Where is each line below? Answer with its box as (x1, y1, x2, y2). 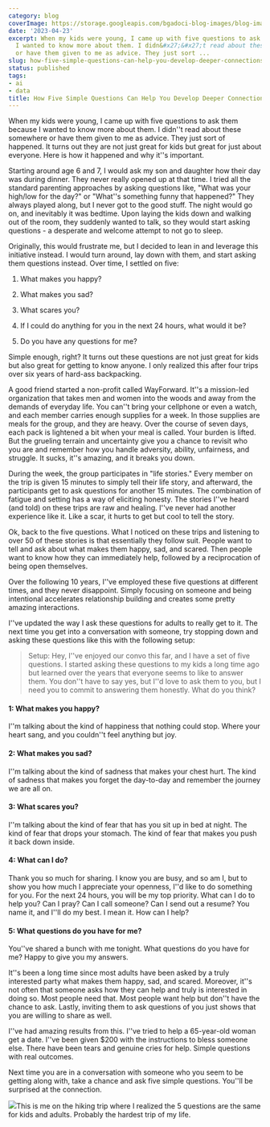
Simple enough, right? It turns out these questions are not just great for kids (8, 352, 259, 362)
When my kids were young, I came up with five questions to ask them (8, 116, 239, 126)
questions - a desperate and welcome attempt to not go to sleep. (8, 226, 223, 236)
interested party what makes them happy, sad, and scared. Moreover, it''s (8, 976, 253, 986)
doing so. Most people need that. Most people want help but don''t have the (8, 993, 260, 1003)
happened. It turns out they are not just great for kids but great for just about (8, 142, 262, 151)
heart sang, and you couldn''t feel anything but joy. (8, 730, 177, 740)
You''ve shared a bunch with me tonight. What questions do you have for (8, 943, 250, 954)
